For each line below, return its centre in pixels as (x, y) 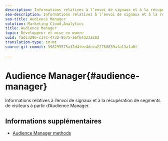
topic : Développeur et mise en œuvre (44, 33)
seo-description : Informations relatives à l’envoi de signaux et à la (81, 14)
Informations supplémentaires (53, 121)
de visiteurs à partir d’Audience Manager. (47, 106)
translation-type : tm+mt (31, 42)
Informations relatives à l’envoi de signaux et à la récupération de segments (83, 100)
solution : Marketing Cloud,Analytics (44, 24)
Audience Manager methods (42, 133)
